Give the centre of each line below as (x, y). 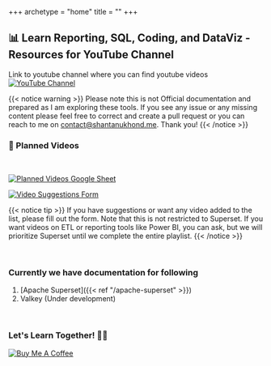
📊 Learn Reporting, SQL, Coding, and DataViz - (129, 38)
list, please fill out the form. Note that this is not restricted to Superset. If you (136, 219)
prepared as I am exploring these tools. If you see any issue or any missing (133, 107)
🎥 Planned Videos (44, 145)
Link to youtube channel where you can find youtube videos (108, 74)
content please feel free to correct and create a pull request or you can (127, 116)
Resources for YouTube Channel (91, 55)
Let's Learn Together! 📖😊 (58, 335)
